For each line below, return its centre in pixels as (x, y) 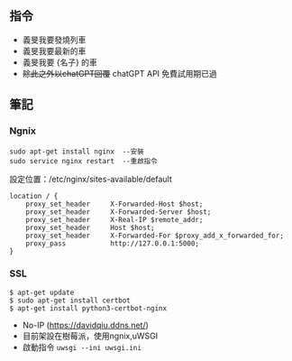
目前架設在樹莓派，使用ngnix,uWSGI (90, 336)
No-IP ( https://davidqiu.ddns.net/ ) (85, 325)
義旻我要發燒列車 (54, 40)
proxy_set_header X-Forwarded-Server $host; (119, 212)
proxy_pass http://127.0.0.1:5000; (113, 243)
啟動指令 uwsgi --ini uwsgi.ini (82, 347)
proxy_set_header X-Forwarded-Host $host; (114, 204)
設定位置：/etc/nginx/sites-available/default (91, 179)
